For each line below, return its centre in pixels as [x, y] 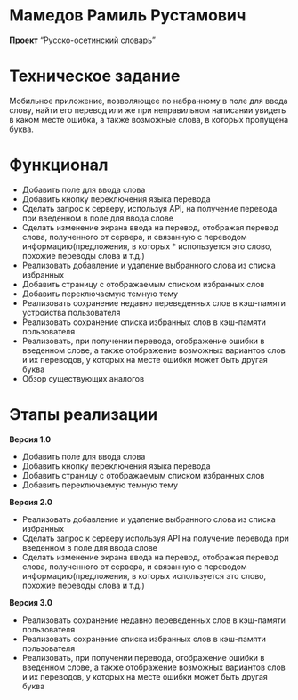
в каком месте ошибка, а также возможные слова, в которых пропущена [149, 119]
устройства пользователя [71, 312]
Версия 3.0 [31, 602]
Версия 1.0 [30, 439]
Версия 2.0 [31, 502]
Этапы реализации [84, 414]
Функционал [59, 165]
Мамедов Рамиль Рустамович [128, 16]
